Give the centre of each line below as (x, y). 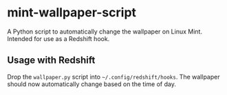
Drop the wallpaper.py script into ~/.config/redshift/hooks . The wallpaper (113, 77)
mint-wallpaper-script (72, 13)
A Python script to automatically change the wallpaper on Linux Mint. (105, 31)
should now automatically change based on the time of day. (92, 84)
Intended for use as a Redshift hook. (58, 38)
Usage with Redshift (51, 60)
